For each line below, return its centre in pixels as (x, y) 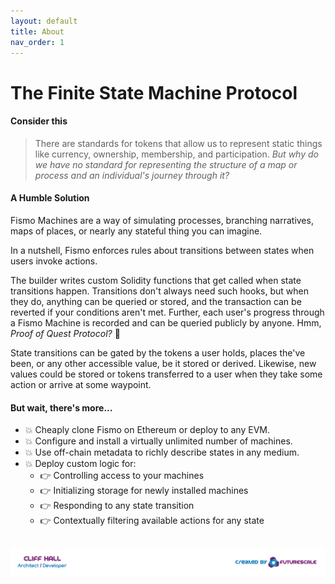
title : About (37, 31)
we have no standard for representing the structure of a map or (166, 164)
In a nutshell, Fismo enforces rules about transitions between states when (162, 250)
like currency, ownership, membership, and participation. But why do (176, 154)
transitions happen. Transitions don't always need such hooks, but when (159, 291)
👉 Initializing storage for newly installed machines (144, 491)
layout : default (44, 21)
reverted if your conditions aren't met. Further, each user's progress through (167, 312)
